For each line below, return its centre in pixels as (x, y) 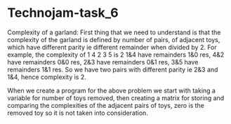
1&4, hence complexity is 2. (47, 77)
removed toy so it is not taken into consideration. (78, 113)
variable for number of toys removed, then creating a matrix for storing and (116, 98)
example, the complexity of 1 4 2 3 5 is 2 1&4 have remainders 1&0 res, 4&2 (116, 55)
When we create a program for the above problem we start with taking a (112, 90)
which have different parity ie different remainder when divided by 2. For (112, 47)
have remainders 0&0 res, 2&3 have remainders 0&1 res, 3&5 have (103, 62)
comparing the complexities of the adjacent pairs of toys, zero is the (106, 105)
